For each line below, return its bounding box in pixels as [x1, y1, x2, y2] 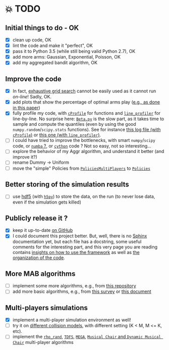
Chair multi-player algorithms [12, 339, 74, 345]
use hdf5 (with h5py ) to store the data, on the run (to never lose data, [12, 193, 155, 199]
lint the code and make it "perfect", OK [12, 42, 93, 48]
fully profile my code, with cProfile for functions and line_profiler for [12, 110, 160, 116]
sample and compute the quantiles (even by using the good [12, 121, 136, 127]
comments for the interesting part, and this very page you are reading [12, 244, 158, 250]
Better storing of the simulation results [5, 180, 130, 188]
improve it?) [12, 154, 38, 160]
